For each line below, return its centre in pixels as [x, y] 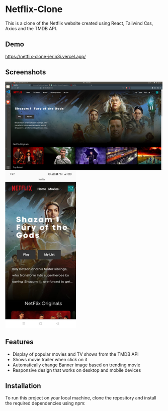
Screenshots [26, 72]
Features [19, 342]
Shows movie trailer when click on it [50, 359]
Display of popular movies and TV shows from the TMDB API [75, 354]
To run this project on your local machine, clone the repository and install [81, 398]
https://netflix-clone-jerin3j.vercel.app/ [46, 56]
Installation [23, 386]
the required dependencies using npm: [45, 403]
